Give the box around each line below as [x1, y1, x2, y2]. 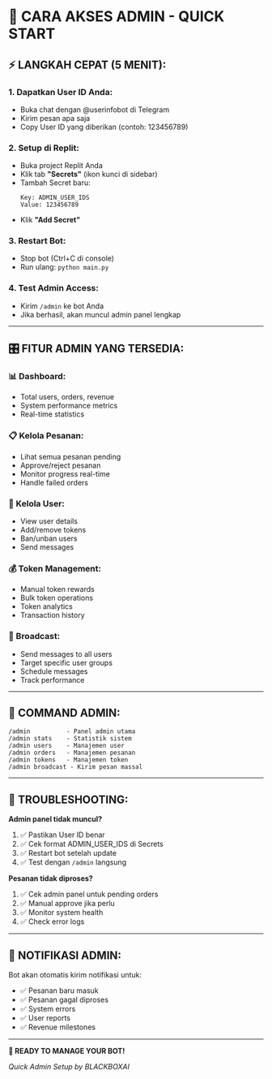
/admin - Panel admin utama [8, 727, 136, 736]
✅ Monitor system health [19, 908, 104, 917]
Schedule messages [19, 666, 88, 676]
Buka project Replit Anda [19, 161, 103, 170]
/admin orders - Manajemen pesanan [8, 749, 136, 757]
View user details [19, 516, 79, 526]
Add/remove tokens [19, 525, 87, 535]
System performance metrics [19, 401, 118, 411]
